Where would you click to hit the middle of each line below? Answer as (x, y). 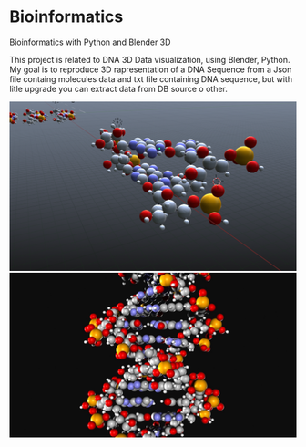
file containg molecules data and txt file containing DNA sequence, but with (151, 78)
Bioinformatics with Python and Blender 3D (90, 42)
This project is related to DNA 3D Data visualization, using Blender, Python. (150, 59)
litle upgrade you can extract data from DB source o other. (118, 88)
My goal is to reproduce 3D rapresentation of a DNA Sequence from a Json (151, 69)
